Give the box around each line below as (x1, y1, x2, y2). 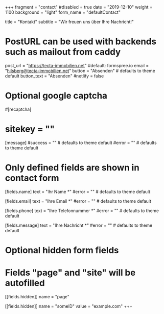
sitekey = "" (5, 123, 55, 135)
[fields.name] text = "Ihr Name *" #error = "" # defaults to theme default (5, 189, 151, 194)
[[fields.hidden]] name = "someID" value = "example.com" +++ (5, 303, 133, 309)
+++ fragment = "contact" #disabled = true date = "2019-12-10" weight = (5, 4, 153, 10)
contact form (5, 172, 59, 183)
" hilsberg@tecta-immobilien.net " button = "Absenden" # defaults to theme (5, 68, 156, 73)
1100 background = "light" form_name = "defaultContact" (5, 9, 121, 15)
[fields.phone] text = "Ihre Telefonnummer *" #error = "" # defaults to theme (5, 208, 159, 214)
